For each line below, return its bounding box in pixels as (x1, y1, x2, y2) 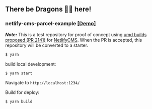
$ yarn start (5, 71, 33, 76)
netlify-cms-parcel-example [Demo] (5, 20, 96, 27)
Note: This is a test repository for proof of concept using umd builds (5, 31, 147, 38)
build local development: (5, 61, 56, 67)
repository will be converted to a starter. (5, 42, 89, 48)
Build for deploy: (5, 89, 39, 95)
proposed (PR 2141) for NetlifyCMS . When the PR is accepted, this (5, 37, 142, 43)
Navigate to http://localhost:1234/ (5, 80, 80, 86)
